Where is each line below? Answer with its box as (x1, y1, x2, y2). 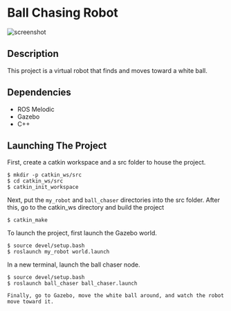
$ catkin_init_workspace (7, 184, 79, 191)
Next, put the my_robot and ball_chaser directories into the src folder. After (7, 196, 220, 204)
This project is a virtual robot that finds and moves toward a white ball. (7, 66, 207, 74)
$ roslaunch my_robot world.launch (7, 249, 110, 255)
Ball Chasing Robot (7, 5, 119, 21)
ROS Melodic (17, 105, 55, 113)
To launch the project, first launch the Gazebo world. (7, 229, 158, 237)
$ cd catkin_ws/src (7, 178, 64, 185)
